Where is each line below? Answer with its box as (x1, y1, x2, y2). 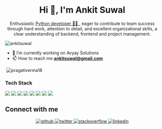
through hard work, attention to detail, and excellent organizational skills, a (7, 25, 158, 31)
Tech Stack (5, 79, 33, 86)
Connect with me (5, 105, 59, 114)
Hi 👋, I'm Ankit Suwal (39, 4, 126, 16)
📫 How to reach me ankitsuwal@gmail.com (12, 55, 103, 61)
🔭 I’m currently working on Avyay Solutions (12, 50, 99, 56)
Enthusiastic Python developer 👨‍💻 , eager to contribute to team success (9, 21, 155, 26)
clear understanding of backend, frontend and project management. (14, 31, 151, 37)
